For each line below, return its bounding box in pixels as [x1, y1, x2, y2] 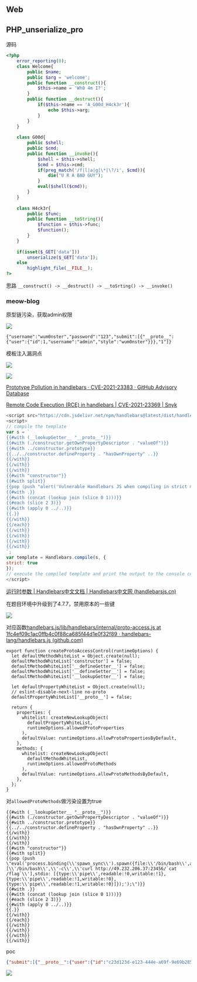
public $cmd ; [27, 145, 59, 151]
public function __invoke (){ [27, 151, 98, 157]
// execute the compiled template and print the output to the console [6, 571, 185, 577]
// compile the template [6, 424, 67, 430]
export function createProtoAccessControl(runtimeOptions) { [6, 648, 159, 653]
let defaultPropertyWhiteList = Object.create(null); [11, 683, 145, 690]
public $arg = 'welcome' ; [27, 75, 91, 80]
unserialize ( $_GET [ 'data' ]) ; [27, 255, 98, 260]
